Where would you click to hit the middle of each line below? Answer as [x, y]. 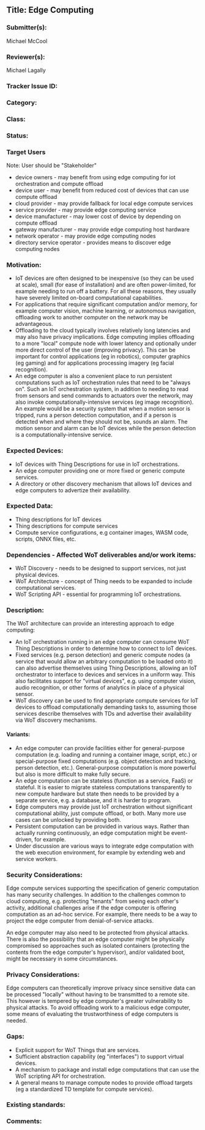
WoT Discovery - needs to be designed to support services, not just [101, 568]
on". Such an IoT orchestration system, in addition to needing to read [102, 389]
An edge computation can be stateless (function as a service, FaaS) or [104, 780]
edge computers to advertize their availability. [73, 490]
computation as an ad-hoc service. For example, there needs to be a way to [102, 914]
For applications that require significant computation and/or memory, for [106, 304]
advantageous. [34, 324]
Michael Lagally [26, 70]
